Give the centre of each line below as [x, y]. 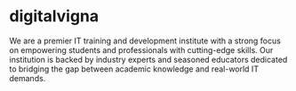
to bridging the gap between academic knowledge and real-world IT [134, 69]
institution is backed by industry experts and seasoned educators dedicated [148, 59]
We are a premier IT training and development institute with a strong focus [145, 41]
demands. [28, 78]
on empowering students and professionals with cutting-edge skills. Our [141, 49]
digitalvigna [54, 16]
